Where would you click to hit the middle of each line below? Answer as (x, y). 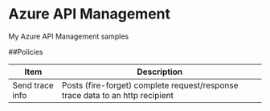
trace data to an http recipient (118, 95)
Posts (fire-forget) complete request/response (150, 85)
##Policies (26, 51)
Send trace (33, 85)
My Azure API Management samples (69, 36)
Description (160, 72)
